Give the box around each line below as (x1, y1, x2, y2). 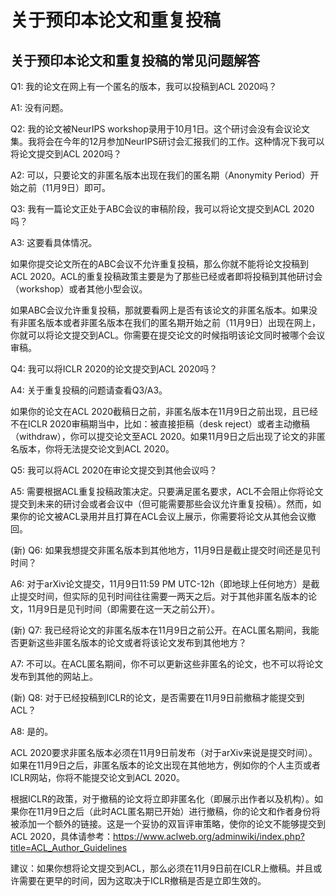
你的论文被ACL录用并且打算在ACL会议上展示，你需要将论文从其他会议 (18, 511, 308, 522)
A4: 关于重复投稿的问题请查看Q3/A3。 (10, 384, 168, 396)
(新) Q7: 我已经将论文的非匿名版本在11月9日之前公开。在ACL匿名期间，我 (10, 624, 311, 636)
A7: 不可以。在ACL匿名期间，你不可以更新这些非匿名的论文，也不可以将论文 (10, 658, 324, 670)
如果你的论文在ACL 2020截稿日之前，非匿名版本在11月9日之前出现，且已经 (10, 406, 319, 417)
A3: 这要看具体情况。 (10, 237, 98, 248)
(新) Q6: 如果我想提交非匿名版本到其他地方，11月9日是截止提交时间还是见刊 (10, 544, 321, 556)
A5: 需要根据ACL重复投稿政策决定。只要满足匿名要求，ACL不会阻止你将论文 (10, 486, 324, 497)
